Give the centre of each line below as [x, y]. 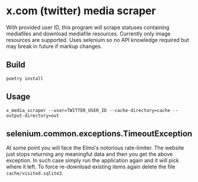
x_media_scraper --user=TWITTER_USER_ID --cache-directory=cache [88, 110]
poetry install [25, 78]
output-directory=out [33, 116]
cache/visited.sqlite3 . [35, 173]
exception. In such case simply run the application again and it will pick [92, 161]
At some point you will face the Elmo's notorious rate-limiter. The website [95, 148]
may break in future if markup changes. [54, 46]
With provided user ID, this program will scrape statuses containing [88, 27]
